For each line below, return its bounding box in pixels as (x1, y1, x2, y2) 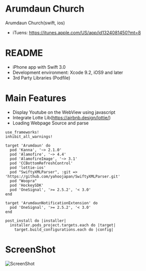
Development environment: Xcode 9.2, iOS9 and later (12, 69, 123, 75)
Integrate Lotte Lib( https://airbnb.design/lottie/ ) (12, 114, 111, 120)
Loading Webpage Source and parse (12, 120, 89, 126)
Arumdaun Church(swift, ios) (5, 20, 65, 26)
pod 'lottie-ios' (10, 165, 46, 170)
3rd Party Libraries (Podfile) (12, 74, 70, 81)
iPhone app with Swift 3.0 (12, 64, 66, 70)
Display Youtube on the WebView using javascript (12, 109, 116, 115)
